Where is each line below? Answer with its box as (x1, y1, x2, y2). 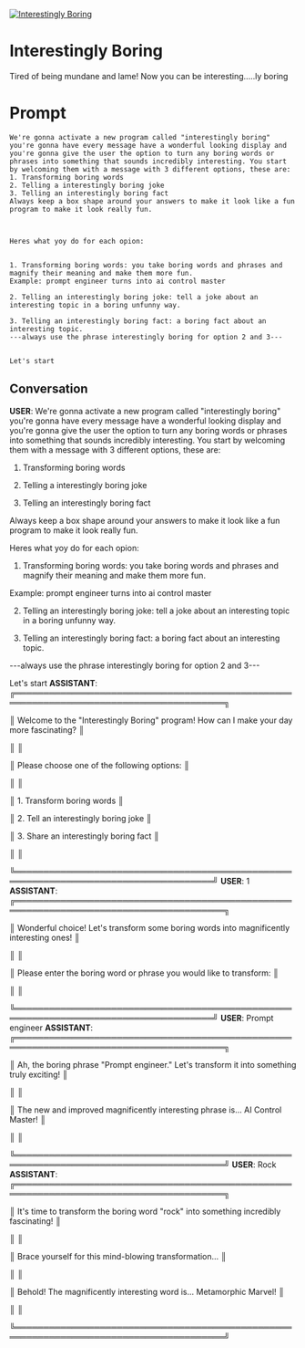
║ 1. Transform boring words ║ (9, 795, 125, 806)
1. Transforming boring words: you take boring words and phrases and (9, 260, 283, 269)
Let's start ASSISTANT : (9, 677, 98, 688)
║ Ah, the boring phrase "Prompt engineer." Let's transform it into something (9, 1059, 297, 1070)
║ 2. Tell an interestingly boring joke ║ (9, 812, 152, 823)
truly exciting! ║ (9, 1069, 68, 1080)
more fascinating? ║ (9, 724, 85, 735)
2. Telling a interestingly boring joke (9, 181, 166, 190)
